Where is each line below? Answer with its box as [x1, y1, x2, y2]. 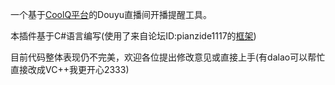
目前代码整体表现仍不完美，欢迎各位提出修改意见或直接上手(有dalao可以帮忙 [10, 51, 326, 63]
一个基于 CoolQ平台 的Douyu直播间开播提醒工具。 [10, 9, 213, 20]
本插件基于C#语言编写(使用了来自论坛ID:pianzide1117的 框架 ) [10, 30, 257, 42]
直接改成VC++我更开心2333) [10, 64, 130, 75]
